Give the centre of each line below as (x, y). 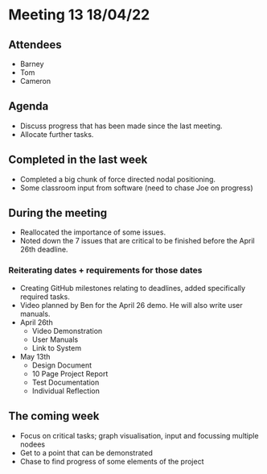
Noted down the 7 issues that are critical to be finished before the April (137, 241)
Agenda (29, 106)
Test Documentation (66, 382)
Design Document (62, 365)
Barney (32, 64)
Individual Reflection (66, 391)
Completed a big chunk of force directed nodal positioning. (117, 179)
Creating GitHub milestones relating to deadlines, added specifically (133, 288)
